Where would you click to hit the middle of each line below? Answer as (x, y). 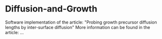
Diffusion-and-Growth (51, 9)
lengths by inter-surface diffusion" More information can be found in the (78, 27)
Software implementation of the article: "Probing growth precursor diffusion (81, 22)
